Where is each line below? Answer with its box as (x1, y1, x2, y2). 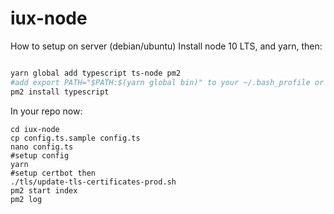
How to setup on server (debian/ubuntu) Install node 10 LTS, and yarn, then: (10, 40, 323, 52)
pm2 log (10, 194, 43, 204)
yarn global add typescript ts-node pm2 (10, 68, 182, 78)
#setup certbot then (10, 168, 97, 178)
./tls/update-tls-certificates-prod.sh (10, 177, 177, 187)
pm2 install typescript (10, 87, 110, 97)
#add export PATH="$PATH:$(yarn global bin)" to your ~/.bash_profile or (10, 77, 325, 87)
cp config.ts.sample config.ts (10, 133, 141, 143)
